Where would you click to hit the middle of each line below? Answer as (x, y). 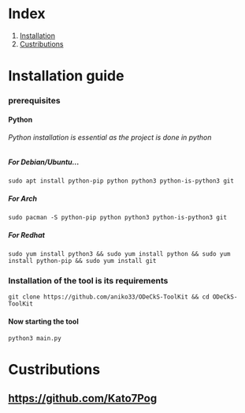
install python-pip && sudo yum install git (82, 261)
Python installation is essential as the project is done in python (110, 137)
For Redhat (27, 235)
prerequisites (34, 101)
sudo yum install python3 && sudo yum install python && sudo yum (119, 254)
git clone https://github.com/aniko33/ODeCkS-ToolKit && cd (109, 297)
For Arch (23, 198)
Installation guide (66, 76)
